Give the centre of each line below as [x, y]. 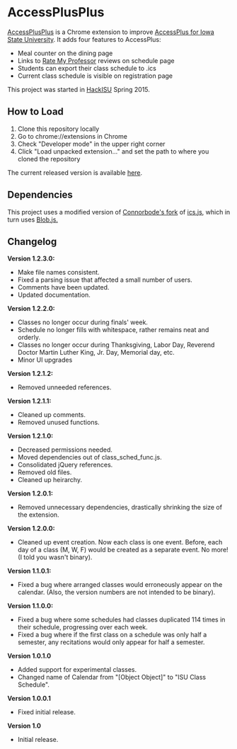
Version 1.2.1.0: [30, 436]
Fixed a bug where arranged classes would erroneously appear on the [120, 585]
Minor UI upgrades [45, 360]
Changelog [32, 241]
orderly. [29, 338]
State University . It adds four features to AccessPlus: [84, 39]
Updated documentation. [54, 295]
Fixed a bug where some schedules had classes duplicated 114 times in [121, 619]
